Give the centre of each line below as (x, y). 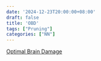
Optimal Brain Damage (34, 51)
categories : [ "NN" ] (31, 34)
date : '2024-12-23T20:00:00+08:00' (51, 12)
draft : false (23, 18)
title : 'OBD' (23, 23)
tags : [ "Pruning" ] (29, 29)
